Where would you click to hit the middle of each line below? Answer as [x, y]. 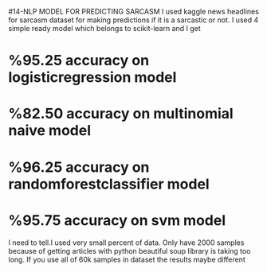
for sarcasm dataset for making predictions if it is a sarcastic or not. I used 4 [133, 20]
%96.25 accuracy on [79, 167]
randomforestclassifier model [109, 184]
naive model [50, 131]
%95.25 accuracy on [79, 61]
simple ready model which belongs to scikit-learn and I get [104, 28]
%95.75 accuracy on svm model [117, 220]
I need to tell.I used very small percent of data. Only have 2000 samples [126, 243]
